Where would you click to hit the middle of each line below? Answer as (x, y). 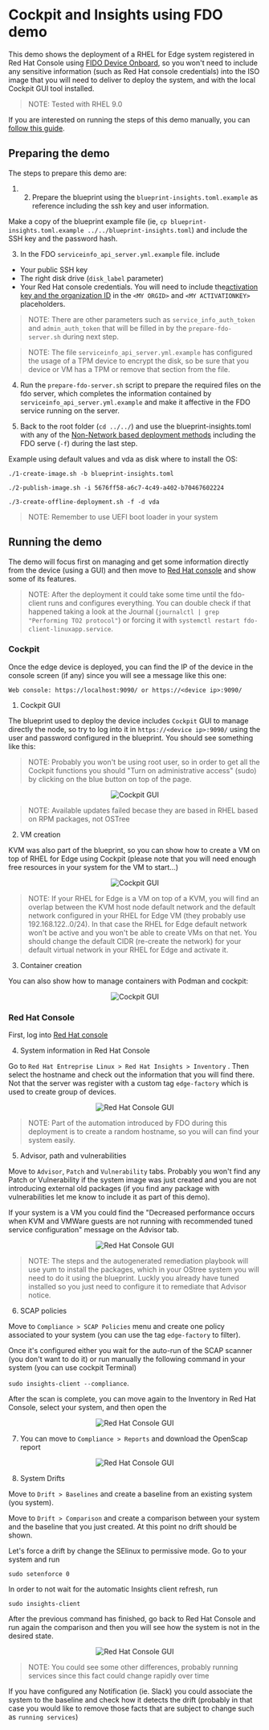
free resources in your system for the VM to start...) (94, 867)
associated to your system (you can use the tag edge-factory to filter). (124, 1335)
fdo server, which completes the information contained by (116, 393)
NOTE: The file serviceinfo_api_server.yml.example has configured (140, 352)
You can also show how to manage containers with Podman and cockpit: (128, 981)
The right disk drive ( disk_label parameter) (92, 278)
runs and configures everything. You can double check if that (149, 602)
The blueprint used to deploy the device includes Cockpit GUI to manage (128, 720)
